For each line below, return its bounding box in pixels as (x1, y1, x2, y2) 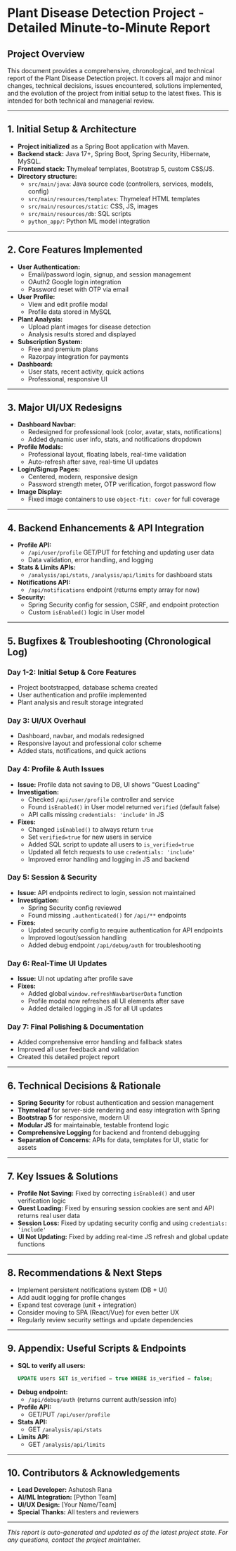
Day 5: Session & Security (7, 873, 98, 882)
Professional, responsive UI (27, 374, 107, 383)
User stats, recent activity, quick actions (27, 367, 145, 376)
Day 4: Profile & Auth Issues (7, 764, 105, 774)
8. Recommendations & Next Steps (7, 1267, 163, 1279)
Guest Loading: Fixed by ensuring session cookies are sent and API (17, 1204, 214, 1213)
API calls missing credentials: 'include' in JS (27, 810, 164, 818)
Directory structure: (17, 172, 77, 180)
